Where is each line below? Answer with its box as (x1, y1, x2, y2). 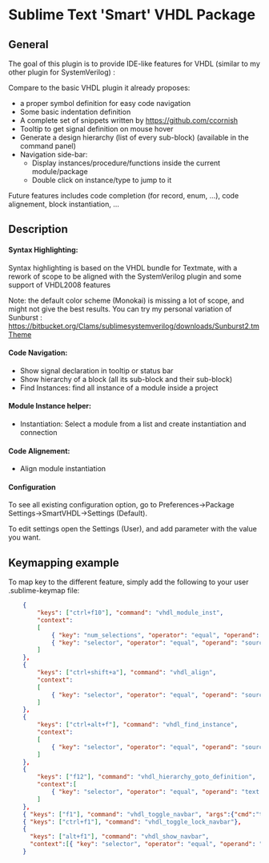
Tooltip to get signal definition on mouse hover (19, 124, 174, 133)
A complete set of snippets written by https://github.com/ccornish (19, 116, 239, 125)
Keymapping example (8, 556, 119, 569)
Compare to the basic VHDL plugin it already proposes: (8, 83, 191, 92)
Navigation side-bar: (19, 150, 88, 159)
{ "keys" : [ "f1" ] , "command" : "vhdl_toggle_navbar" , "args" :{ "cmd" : (22, 810, 256, 818)
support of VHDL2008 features (8, 279, 110, 290)
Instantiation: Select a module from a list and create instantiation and (19, 419, 247, 429)
